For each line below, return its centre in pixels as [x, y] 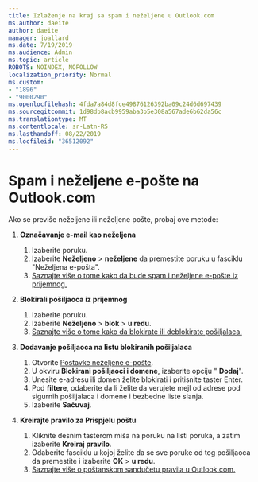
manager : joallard [39, 38]
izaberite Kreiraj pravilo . [71, 444]
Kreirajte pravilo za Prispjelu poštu [78, 420]
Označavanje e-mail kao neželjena [78, 235]
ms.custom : [26, 82]
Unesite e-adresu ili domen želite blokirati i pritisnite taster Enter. [137, 379]
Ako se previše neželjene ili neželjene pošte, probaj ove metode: [113, 220]
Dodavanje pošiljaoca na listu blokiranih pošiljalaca [106, 348]
